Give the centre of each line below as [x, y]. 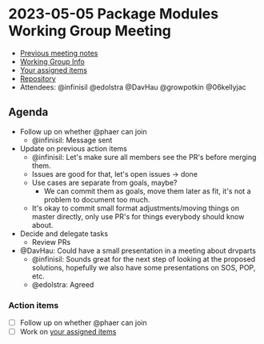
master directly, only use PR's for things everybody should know [138, 216]
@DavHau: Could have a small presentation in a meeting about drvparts [138, 250]
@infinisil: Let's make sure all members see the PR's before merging [144, 157]
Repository [38, 78]
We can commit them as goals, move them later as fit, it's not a [147, 191]
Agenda [28, 112]
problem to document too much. [97, 199]
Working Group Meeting [90, 31]
